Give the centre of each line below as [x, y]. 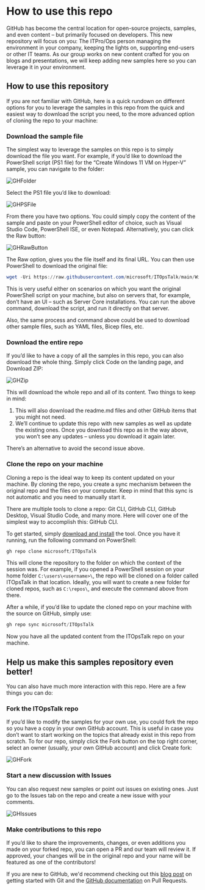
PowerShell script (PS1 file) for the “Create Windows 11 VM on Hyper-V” [96, 162]
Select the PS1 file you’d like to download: [59, 193]
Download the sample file [45, 136]
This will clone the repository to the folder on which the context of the [94, 563]
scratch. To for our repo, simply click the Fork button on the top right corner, [102, 741]
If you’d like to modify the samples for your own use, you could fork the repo [102, 722]
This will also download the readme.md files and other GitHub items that [106, 411]
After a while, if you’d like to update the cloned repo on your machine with [99, 607]
